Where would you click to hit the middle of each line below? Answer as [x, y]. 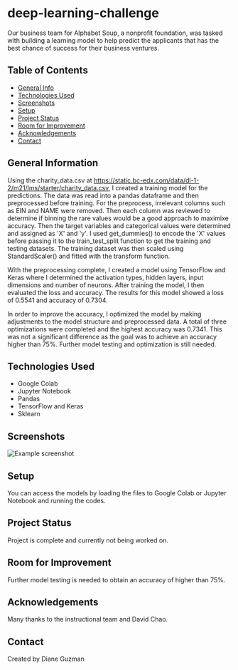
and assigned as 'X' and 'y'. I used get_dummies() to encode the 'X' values [117, 233]
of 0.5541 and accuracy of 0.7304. [58, 300]
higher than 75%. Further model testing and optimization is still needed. [112, 344]
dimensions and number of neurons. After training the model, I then [106, 285]
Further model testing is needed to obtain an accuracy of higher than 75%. [117, 579]
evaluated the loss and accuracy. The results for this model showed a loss [115, 292]
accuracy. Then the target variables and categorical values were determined [119, 225]
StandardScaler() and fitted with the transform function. [89, 256]
